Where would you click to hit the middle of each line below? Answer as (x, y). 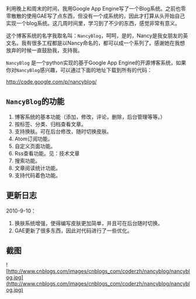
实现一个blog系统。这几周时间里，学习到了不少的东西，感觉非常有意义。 (93, 23)
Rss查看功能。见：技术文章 (47, 153)
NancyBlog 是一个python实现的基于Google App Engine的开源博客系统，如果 (96, 63)
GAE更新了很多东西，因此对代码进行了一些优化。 (73, 231)
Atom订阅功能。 (34, 139)
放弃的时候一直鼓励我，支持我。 (44, 50)
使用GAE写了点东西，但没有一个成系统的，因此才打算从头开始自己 (106, 16)
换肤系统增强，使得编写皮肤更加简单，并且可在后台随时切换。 (89, 223)
